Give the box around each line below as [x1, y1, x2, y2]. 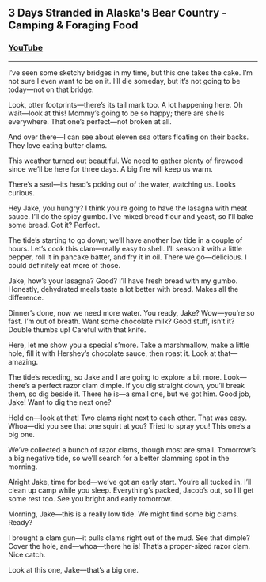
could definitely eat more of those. [8, 260, 121, 270]
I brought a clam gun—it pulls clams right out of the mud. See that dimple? [8, 533, 251, 542]
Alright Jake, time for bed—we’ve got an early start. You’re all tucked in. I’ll [8, 477, 252, 486]
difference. [8, 293, 44, 302]
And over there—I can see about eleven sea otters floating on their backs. [8, 132, 249, 142]
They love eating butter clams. [8, 140, 108, 149]
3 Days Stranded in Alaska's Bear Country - [8, 6, 227, 20]
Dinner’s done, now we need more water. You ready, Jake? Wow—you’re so [8, 308, 255, 317]
